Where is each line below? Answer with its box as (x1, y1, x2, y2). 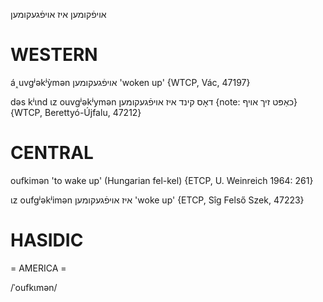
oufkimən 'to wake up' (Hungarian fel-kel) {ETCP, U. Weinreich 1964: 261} (10, 174, 314, 186)
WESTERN (10, 44, 98, 66)
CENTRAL (10, 142, 94, 164)
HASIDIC (10, 229, 84, 252)
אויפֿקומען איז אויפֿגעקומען (10, 9, 107, 20)
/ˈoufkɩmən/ (10, 281, 58, 293)
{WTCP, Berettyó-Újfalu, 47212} (10, 106, 142, 118)
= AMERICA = (10, 262, 67, 274)
